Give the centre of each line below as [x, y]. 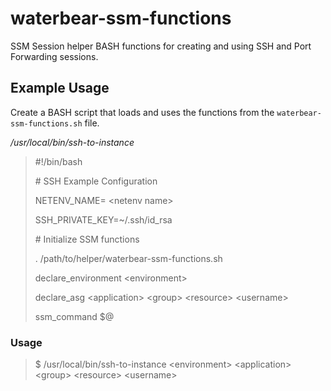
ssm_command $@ [74, 316]
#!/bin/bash [58, 161]
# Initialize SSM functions [87, 239]
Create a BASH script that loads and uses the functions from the [142, 112]
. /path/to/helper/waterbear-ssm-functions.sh [128, 258]
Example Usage [60, 88]
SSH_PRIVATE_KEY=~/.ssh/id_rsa [103, 219]
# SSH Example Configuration [96, 181]
